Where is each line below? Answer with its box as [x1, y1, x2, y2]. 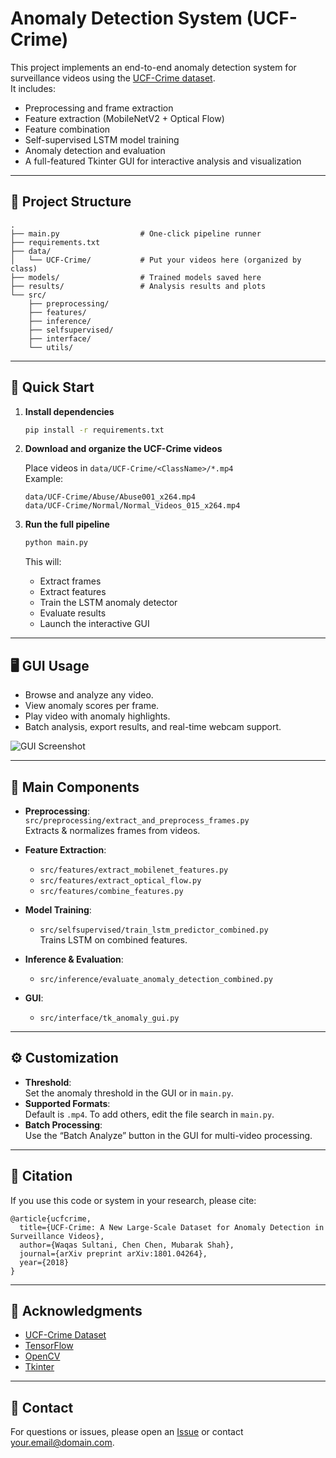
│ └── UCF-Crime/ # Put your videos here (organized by [10, 255, 302, 265]
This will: [24, 556, 62, 568]
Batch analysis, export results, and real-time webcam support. [24, 721, 282, 733]
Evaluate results [39, 607, 107, 619]
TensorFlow [24, 1340, 74, 1352]
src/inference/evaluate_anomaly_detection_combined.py [39, 974, 273, 984]
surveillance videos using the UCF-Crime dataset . [10, 72, 216, 84]
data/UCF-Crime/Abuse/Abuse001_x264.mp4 [24, 492, 196, 502]
